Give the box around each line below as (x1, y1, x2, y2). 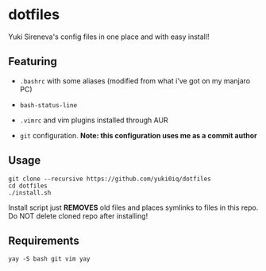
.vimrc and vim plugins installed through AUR (19, 115, 168, 125)
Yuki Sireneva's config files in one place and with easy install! (8, 32, 210, 41)
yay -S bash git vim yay (8, 255, 91, 263)
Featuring (8, 55, 58, 68)
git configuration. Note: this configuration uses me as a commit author (19, 130, 258, 140)
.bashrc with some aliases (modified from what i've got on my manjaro (19, 75, 251, 85)
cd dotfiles (8, 181, 48, 190)
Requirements (8, 234, 79, 247)
